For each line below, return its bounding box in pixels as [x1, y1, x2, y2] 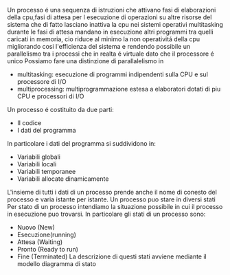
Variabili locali [16, 160, 57, 168]
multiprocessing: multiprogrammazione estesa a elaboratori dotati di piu [16, 85, 221, 93]
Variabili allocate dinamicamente [16, 175, 109, 183]
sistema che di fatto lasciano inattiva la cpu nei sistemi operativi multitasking [7, 21, 223, 28]
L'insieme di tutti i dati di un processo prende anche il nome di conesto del [7, 188, 218, 196]
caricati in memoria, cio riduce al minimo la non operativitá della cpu [7, 35, 200, 43]
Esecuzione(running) [16, 230, 77, 239]
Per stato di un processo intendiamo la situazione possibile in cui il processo [7, 203, 223, 210]
